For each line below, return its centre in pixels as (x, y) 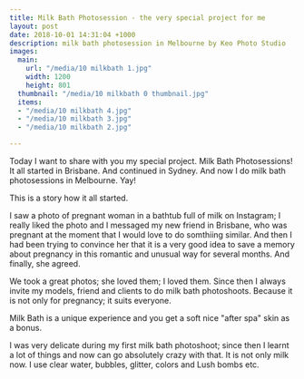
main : (28, 60)
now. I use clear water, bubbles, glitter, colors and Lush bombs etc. (135, 364)
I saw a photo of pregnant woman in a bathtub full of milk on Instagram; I (145, 215)
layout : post (34, 26)
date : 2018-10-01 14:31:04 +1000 (73, 34)
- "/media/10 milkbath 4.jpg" (74, 111)
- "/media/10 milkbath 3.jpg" (74, 119)
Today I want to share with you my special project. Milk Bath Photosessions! (151, 161)
